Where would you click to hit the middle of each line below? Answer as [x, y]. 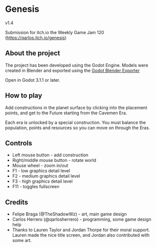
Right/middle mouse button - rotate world [54, 160]
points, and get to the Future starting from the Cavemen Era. [66, 113]
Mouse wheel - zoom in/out [40, 166]
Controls [19, 143]
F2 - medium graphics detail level [46, 176]
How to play [24, 96]
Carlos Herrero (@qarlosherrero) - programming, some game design [82, 219]
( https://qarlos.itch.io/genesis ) [36, 38]
